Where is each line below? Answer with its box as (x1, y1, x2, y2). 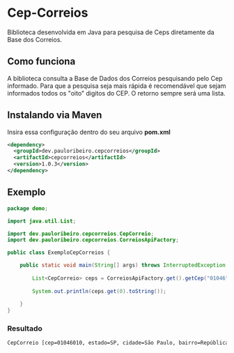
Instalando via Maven (7, 110, 102, 121)
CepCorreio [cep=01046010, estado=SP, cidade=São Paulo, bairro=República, (7, 340, 232, 347)
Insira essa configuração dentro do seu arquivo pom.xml (7, 128, 171, 136)
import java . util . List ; (7, 218, 77, 225)
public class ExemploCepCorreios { (7, 249, 111, 256)
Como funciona (7, 56, 76, 68)
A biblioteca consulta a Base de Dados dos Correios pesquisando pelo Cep (7, 74, 223, 82)
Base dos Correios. (7, 35, 63, 43)
